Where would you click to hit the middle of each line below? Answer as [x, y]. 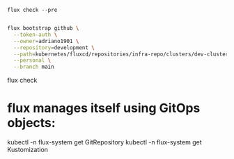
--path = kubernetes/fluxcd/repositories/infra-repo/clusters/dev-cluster [121, 54]
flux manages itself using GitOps [104, 108]
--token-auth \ [36, 35]
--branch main [34, 67]
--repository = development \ [54, 48]
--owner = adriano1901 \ [46, 41]
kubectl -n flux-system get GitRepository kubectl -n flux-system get [104, 142]
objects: [31, 123]
